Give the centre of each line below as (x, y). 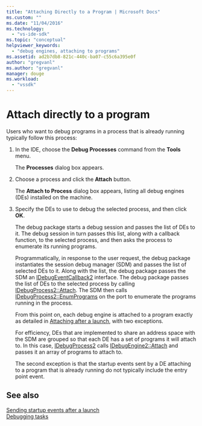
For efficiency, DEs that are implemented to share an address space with (105, 332)
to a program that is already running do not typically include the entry (101, 370)
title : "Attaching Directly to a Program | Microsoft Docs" (84, 12)
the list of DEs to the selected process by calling (75, 284)
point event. (30, 376)
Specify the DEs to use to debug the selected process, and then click (101, 209)
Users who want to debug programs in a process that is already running (96, 131)
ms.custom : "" (24, 17)
